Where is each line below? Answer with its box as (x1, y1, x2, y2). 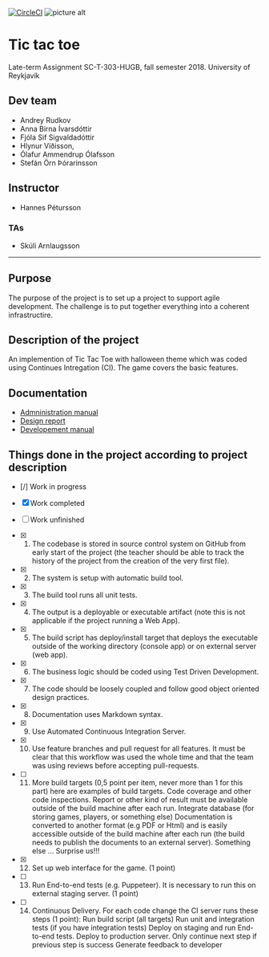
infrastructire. (8, 310, 54, 320)
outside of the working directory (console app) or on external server (31, 641, 257, 651)
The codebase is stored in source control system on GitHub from (31, 539, 247, 549)
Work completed (30, 499, 86, 508)
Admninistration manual (19, 408, 98, 417)
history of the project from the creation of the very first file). (31, 556, 230, 566)
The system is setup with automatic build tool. (31, 573, 184, 583)
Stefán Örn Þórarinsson (19, 157, 98, 168)
